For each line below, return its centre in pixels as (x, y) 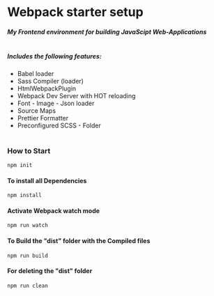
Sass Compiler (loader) (50, 81)
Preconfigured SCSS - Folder (59, 125)
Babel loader (36, 74)
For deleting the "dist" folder (50, 271)
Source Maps (37, 111)
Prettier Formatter (43, 118)
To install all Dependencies (47, 180)
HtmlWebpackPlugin (47, 88)
